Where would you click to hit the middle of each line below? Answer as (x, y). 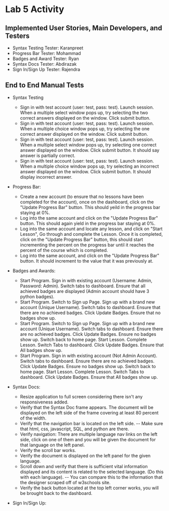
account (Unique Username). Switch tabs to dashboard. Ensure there (92, 329)
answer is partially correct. (48, 156)
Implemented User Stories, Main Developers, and (84, 28)
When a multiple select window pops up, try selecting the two (84, 113)
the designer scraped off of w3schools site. (65, 482)
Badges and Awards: (34, 271)
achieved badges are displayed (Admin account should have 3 (84, 291)
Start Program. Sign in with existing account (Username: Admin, (86, 280)
